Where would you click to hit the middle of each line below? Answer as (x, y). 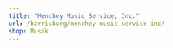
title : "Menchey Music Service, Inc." (74, 16)
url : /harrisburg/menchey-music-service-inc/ (86, 24)
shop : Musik (28, 31)
